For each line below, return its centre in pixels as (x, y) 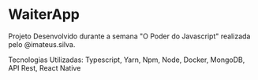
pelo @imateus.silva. (42, 44)
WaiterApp (44, 15)
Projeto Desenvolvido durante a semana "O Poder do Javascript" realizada (129, 36)
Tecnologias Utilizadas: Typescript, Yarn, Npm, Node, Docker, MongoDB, (127, 60)
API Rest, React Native (45, 67)
